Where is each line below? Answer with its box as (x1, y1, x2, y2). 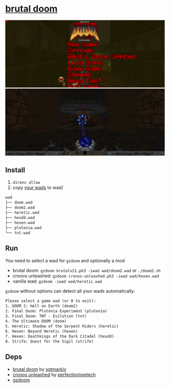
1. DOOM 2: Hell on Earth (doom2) (5, 303, 78, 308)
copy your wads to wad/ (12, 184, 63, 190)
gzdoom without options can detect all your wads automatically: (5, 288, 135, 294)
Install (5, 166, 25, 174)
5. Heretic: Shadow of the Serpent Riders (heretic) (5, 324, 119, 329)
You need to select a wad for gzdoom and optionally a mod (5, 257, 125, 263)
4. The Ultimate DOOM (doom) (5, 319, 67, 324)
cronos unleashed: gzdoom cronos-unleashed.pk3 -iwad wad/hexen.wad (12, 273, 159, 279)
